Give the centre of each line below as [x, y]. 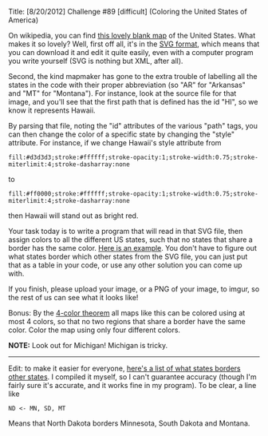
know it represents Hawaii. [52, 110]
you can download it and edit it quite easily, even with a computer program [131, 52]
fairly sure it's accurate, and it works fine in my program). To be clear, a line [132, 385]
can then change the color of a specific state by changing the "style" [122, 134]
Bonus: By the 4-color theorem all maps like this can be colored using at [127, 313]
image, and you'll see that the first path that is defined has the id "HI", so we [133, 102]
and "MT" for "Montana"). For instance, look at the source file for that [122, 93]
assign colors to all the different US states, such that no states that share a [130, 240]
